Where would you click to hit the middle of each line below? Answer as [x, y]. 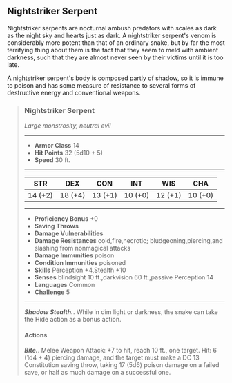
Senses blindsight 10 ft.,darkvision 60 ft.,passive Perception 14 [124, 277]
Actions [36, 335]
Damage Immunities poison [74, 255]
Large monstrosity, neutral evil [67, 126]
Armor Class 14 [57, 146]
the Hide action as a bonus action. [73, 320]
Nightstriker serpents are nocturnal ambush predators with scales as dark [112, 28]
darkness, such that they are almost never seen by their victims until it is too [115, 57]
